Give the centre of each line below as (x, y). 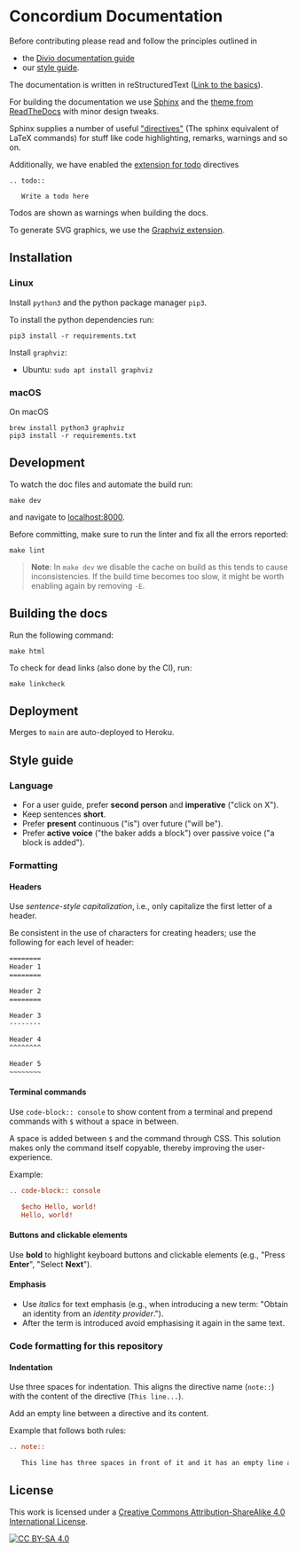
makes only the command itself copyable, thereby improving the (126, 1148)
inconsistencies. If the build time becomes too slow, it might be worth (157, 576)
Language (31, 785)
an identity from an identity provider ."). (93, 1313)
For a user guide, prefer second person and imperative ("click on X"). (150, 805)
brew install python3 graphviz (67, 427)
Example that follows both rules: (68, 1431)
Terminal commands (48, 1092)
